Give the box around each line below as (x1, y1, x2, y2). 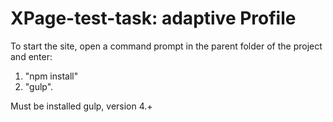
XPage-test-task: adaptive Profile (10, 7, 297, 30)
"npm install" (24, 70, 79, 82)
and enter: (10, 50, 53, 62)
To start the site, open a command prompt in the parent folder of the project (10, 40, 323, 52)
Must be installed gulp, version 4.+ (10, 100, 153, 112)
